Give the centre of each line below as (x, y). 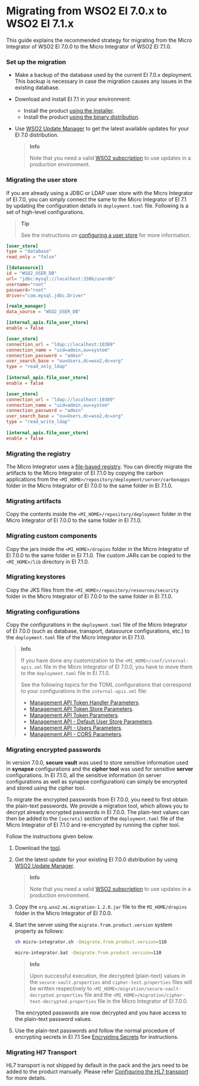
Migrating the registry (39, 453)
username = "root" (26, 284)
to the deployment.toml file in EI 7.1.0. (65, 673)
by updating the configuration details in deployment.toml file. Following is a (97, 205)
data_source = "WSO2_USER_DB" (44, 312)
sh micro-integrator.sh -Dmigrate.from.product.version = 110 (91, 942)
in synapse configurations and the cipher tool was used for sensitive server (100, 769)
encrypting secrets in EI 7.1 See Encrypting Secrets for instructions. (97, 1037)
